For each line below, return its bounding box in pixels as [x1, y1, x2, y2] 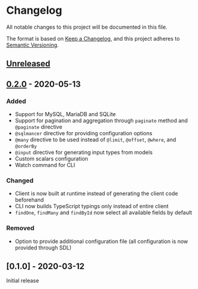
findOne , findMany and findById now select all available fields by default [14, 209, 193, 216]
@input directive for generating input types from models [14, 149, 153, 156]
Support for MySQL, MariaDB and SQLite [14, 111, 116, 118]
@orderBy [14, 144, 37, 150]
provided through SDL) [14, 244, 72, 251]
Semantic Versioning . [6, 41, 59, 48]
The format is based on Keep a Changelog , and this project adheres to [6, 35, 180, 42]
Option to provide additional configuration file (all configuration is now [14, 238, 188, 245]
